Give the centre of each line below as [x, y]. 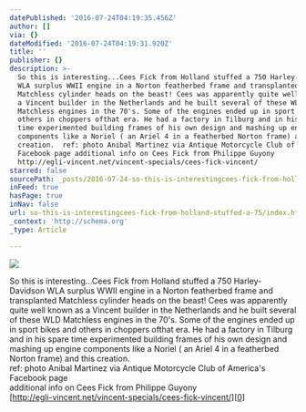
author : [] [30, 26]
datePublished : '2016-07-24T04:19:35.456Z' [93, 18]
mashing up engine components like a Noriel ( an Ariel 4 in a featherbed [144, 348]
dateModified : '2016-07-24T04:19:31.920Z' [91, 43]
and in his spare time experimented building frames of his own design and [148, 339]
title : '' [28, 52]
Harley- [248, 281]
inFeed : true [34, 188]
